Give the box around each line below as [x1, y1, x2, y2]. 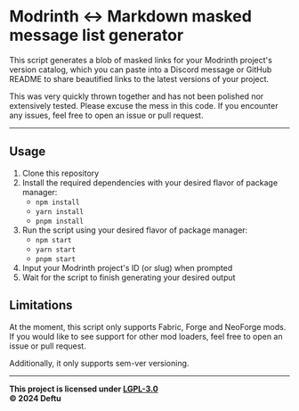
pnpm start [35, 254, 77, 264]
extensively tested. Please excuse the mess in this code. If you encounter [9, 100, 279, 111]
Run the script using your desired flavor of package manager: [21, 225, 248, 235]
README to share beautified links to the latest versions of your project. [9, 73, 270, 84]
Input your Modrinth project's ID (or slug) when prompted [21, 262, 233, 273]
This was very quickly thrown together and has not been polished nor [9, 91, 264, 102]
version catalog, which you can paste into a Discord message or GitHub [9, 64, 272, 75]
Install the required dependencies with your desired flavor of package [21, 177, 279, 188]
